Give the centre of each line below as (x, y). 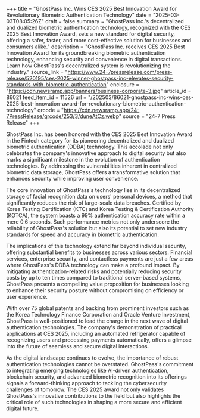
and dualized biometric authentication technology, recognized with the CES (99, 27)
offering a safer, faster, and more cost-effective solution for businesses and (99, 40)
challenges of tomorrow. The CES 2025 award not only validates (85, 389)
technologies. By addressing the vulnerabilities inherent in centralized (92, 166)
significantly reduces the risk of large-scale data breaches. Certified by (94, 203)
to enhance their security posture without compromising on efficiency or (95, 290)
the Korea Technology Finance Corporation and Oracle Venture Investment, (99, 315)
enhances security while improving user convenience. (72, 179)
